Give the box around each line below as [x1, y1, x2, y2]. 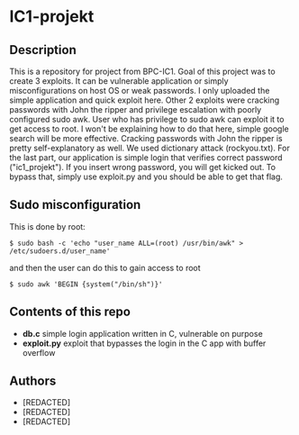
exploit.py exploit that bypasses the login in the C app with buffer [22, 338, 267, 349]
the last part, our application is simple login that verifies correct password [9, 152, 283, 163]
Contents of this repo [9, 304, 131, 320]
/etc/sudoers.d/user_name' [9, 246, 111, 256]
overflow [22, 347, 56, 358]
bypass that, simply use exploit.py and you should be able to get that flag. [9, 171, 284, 182]
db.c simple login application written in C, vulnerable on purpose [22, 328, 263, 339]
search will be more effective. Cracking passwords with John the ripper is [9, 133, 283, 143]
